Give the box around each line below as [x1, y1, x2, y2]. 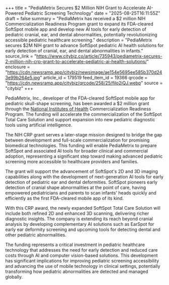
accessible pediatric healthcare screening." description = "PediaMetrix [5, 37, 152, 43]
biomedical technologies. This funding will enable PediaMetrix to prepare [5, 142, 157, 149]
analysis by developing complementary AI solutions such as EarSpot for [5, 221, 154, 227]
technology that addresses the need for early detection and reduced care [5, 247, 158, 253]
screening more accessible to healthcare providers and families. [5, 159, 139, 164]
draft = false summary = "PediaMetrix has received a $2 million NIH [5, 16, 146, 21]
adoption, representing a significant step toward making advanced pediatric [5, 153, 163, 159]
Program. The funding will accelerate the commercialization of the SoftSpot [5, 111, 162, 117]
